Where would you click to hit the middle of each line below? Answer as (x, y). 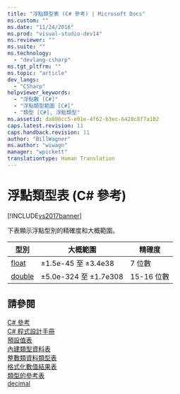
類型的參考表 (26, 375)
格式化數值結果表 (32, 366)
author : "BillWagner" (39, 139)
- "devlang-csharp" (42, 60)
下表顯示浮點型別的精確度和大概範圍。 (63, 230)
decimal (19, 383)
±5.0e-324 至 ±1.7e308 (82, 277)
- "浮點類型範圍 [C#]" (44, 106)
